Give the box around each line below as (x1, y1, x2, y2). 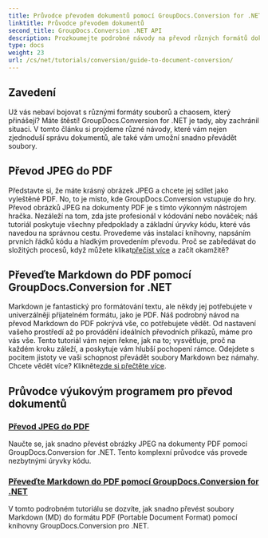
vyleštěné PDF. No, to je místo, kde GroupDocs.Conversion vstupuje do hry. (8, 193, 257, 204)
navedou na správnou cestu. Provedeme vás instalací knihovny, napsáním (8, 228, 251, 237)
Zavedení (8, 86, 57, 100)
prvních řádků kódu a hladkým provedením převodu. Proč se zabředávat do (8, 237, 257, 246)
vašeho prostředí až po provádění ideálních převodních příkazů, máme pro (8, 327, 253, 337)
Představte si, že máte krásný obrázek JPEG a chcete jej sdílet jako (8, 185, 229, 195)
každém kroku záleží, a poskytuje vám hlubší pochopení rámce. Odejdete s (8, 345, 255, 354)
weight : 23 (8, 49, 45, 57)
